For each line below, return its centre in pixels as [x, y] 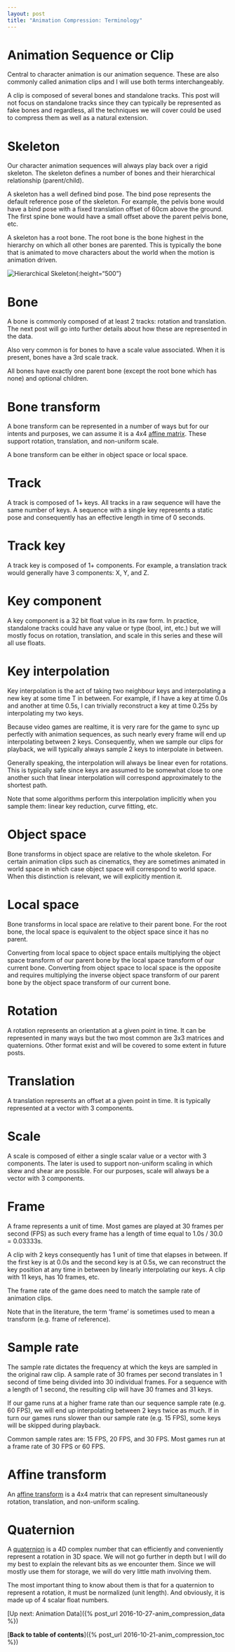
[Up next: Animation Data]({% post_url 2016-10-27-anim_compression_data [116, 1614]
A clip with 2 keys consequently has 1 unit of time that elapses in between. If [117, 1255]
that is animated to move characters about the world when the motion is [111, 253]
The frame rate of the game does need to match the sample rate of [104, 1290]
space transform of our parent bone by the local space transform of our [111, 960]
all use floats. [27, 643]
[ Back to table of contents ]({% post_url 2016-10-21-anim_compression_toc [116, 1635]
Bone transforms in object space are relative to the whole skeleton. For [109, 854]
